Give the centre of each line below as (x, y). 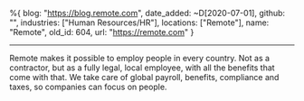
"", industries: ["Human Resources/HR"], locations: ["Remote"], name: (139, 23)
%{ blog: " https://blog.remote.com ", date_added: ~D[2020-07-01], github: (147, 13)
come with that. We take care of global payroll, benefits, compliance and (144, 77)
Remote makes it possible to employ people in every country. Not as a (139, 58)
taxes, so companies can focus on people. (88, 87)
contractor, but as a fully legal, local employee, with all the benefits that (142, 68)
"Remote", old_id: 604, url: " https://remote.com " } (102, 32)
